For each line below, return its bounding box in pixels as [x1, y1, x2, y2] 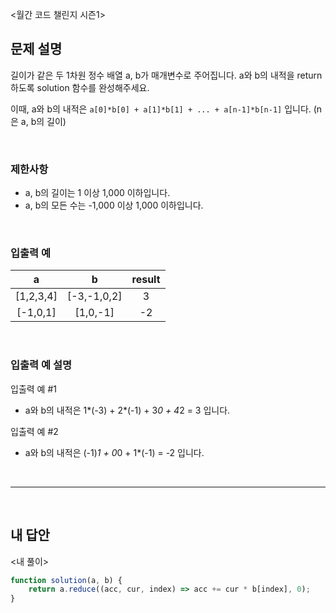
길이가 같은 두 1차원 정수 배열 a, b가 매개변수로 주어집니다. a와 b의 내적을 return [10, 69, 323, 81]
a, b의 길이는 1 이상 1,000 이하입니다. [24, 187, 171, 199]
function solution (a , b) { [10, 575, 123, 585]
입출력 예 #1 [10, 383, 57, 395]
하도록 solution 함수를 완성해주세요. [10, 81, 150, 93]
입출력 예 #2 [10, 425, 59, 437]
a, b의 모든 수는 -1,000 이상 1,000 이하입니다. [24, 199, 204, 212]
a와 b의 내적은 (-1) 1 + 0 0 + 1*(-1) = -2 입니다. [24, 446, 205, 458]
